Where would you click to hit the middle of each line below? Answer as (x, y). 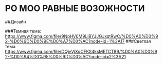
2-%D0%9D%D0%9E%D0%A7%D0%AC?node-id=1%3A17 (65, 41)
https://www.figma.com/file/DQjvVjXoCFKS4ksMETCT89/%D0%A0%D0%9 (81, 51)
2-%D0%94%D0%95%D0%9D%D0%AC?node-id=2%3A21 (65, 56)
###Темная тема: (23, 31)
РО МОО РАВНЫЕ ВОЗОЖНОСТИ (75, 8)
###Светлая (138, 41)
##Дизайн (16, 22)
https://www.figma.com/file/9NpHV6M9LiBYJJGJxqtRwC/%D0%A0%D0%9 (81, 36)
